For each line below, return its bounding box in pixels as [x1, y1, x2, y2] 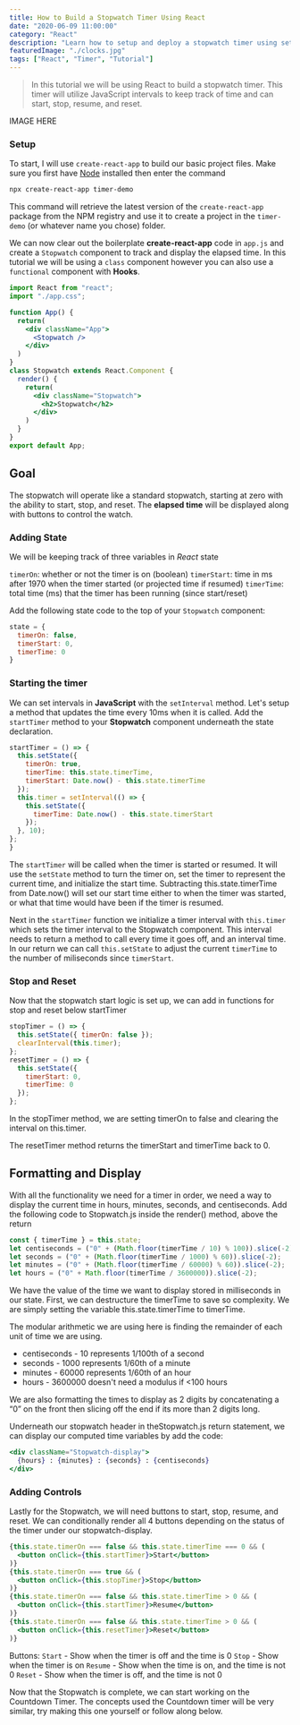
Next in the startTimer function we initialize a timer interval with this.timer [9, 914, 287, 925]
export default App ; [9, 440, 87, 450]
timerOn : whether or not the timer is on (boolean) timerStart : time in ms [9, 568, 273, 579]
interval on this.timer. [9, 1123, 87, 1133]
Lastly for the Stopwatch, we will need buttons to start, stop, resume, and [9, 1506, 279, 1517]
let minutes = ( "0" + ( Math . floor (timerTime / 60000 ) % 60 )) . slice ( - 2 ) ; [9, 1260, 286, 1269]
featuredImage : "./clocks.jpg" [9, 47, 126, 56]
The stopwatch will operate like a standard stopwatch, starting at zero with [9, 490, 284, 500]
